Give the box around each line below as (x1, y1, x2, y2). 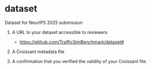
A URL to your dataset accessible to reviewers (12, 29, 108, 35)
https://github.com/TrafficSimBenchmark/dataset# (19, 38, 124, 45)
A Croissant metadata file (12, 48, 65, 54)
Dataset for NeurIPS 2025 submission (5, 19, 83, 25)
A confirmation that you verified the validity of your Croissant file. (12, 58, 147, 64)
